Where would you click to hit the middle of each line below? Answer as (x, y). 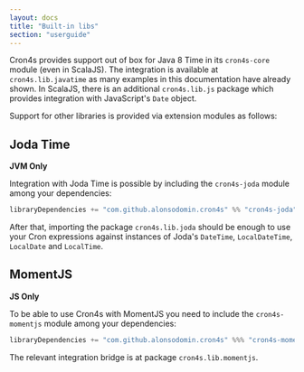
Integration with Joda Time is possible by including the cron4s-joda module (149, 184)
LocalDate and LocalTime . (57, 246)
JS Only (24, 296)
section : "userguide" (50, 34)
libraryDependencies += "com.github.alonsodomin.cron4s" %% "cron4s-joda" (153, 210)
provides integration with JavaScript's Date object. (103, 98)
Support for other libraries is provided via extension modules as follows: (143, 116)
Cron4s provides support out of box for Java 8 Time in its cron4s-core (140, 60)
